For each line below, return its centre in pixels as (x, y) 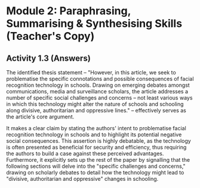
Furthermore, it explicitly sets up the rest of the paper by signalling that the (98, 160)
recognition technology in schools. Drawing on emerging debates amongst (98, 85)
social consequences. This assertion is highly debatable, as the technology (99, 141)
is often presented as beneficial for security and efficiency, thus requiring (96, 147)
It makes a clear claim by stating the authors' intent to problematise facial (96, 128)
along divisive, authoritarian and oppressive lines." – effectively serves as (96, 110)
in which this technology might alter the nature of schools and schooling (95, 104)
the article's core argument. (40, 117)
